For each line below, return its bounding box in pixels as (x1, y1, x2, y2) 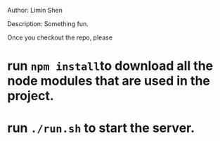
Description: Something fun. (7, 20, 89, 27)
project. (7, 88, 54, 104)
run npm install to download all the (7, 58, 214, 74)
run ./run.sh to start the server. (7, 120, 195, 136)
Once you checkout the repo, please (7, 33, 113, 42)
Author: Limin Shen (7, 6, 63, 14)
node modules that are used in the (7, 73, 211, 89)
